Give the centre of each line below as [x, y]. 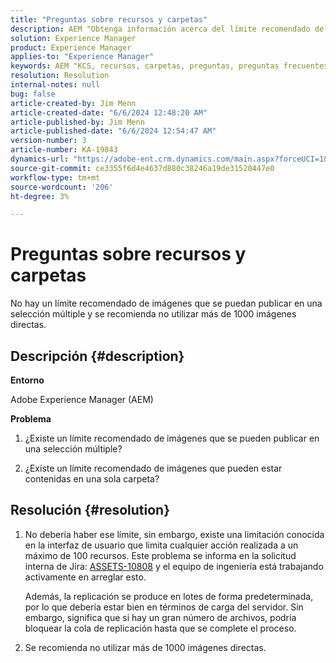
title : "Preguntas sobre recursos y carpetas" [109, 19]
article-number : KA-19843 [64, 150]
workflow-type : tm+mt [55, 177]
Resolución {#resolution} [90, 510]
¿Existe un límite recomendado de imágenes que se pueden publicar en [172, 438]
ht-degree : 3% [40, 196]
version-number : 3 [48, 141]
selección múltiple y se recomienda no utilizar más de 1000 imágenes [153, 314]
